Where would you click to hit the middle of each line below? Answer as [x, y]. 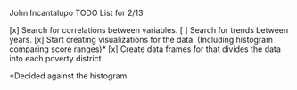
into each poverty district [55, 58]
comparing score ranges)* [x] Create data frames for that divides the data [145, 49]
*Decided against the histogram [68, 76]
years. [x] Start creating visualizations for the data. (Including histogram [141, 40]
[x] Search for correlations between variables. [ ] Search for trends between [149, 30]
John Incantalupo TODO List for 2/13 [76, 13]
